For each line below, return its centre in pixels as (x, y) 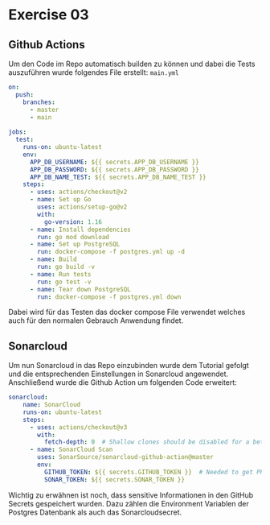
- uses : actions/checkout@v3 (78, 427)
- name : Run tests (60, 274)
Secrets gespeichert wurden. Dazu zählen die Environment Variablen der (129, 503)
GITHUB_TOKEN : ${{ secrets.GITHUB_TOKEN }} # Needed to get (148, 472)
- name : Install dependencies (80, 229)
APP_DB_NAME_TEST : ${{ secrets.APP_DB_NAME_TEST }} (118, 177)
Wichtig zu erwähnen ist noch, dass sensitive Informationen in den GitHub (131, 495)
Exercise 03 (49, 15)
